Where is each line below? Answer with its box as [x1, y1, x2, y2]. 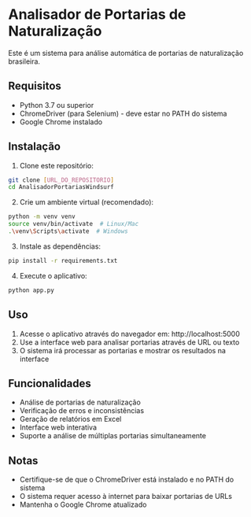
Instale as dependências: [19, 242, 101, 251]
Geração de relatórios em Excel [19, 415, 122, 424]
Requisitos [8, 79, 61, 93]
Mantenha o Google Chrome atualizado [19, 500, 147, 509]
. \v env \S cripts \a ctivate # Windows [8, 227, 128, 235]
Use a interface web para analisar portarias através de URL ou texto [19, 337, 240, 347]
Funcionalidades [8, 376, 92, 390]
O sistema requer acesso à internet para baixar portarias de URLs [19, 492, 233, 501]
